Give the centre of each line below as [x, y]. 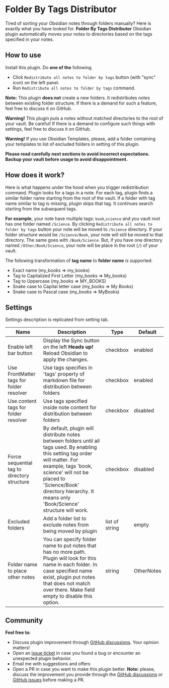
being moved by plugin [70, 531]
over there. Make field [69, 590]
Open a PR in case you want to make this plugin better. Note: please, [84, 669]
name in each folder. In [70, 565]
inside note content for [70, 407]
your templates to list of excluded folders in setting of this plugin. [72, 144]
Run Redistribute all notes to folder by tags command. [74, 88]
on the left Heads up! [68, 347]
